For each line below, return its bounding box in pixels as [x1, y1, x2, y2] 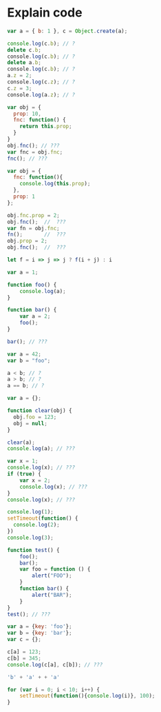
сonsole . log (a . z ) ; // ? [7, 91, 76, 98]
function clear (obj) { [7, 407, 72, 414]
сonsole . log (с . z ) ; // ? [7, 79, 76, 85]
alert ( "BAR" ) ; [32, 591, 72, 598]
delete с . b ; [7, 46, 41, 53]
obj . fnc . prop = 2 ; [7, 212, 60, 218]
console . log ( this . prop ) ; [19, 181, 91, 187]
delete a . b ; [7, 59, 41, 66]
